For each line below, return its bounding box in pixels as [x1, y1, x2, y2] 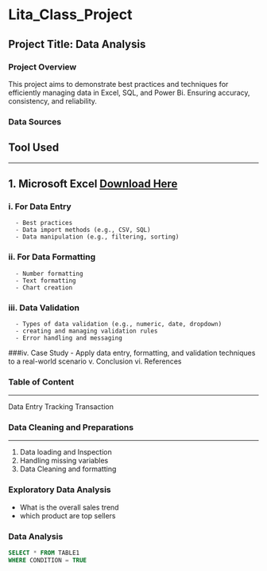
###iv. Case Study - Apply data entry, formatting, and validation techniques [8, 348, 256, 357]
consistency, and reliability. [8, 96, 98, 105]
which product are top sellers [19, 510, 117, 520]
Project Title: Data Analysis [8, 37, 146, 51]
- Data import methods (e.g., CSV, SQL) [15, 226, 151, 234]
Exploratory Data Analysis [8, 484, 111, 495]
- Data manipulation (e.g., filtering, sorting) [15, 233, 180, 241]
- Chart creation [15, 283, 73, 292]
